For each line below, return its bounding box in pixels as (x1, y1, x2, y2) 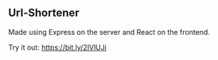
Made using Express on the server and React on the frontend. (8, 27, 211, 36)
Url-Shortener (8, 6, 80, 20)
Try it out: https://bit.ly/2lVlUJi (8, 43, 107, 52)
